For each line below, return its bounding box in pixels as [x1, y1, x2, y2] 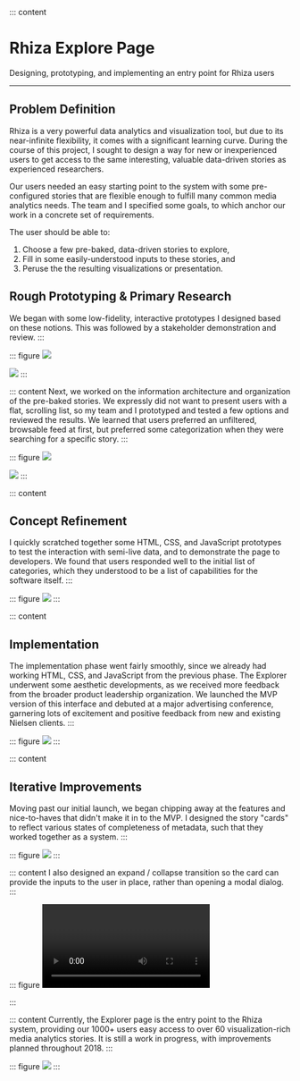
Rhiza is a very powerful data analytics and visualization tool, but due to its [9, 125, 284, 136]
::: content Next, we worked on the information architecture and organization [9, 385, 291, 396]
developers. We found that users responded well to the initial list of [9, 556, 255, 567]
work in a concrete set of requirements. [9, 209, 154, 220]
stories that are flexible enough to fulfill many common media [51, 190, 277, 201]
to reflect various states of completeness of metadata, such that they [9, 822, 263, 832]
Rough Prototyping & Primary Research [9, 289, 232, 304]
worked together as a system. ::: [9, 832, 128, 842]
